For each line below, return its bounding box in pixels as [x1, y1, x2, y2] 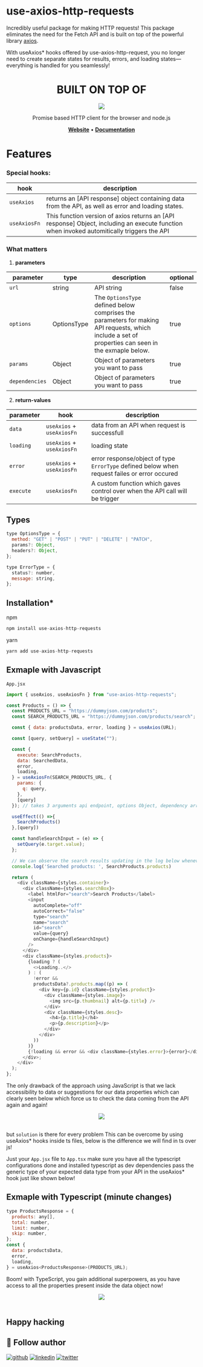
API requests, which [94, 323, 151, 332]
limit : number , [11, 1225, 50, 1231]
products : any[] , [11, 1213, 56, 1219]
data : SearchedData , [17, 758, 69, 764]
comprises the [94, 308, 135, 317]
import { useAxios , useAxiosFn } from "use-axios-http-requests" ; [6, 691, 177, 698]
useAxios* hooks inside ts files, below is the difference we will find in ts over [6, 1137, 196, 1145]
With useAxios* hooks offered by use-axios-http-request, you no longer [6, 48, 185, 56]
